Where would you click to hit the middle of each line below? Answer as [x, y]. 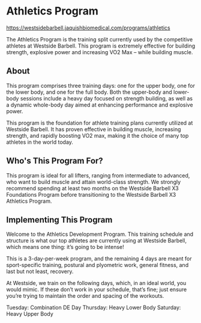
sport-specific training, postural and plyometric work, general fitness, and [97, 265]
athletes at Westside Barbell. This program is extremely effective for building [101, 46]
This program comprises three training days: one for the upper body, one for [100, 85]
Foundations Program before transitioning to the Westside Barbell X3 [91, 194]
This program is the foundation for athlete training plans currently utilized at [100, 123]
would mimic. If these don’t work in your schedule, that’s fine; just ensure [97, 289]
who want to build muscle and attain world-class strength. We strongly [94, 182]
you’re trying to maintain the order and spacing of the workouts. [85, 296]
